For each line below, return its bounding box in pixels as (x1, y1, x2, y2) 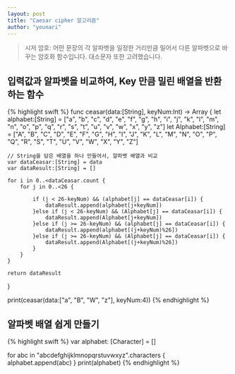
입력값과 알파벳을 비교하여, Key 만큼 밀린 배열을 (7, 75, 203, 87)
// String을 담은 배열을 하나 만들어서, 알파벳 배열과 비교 (7, 152, 158, 159)
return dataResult (7, 270, 61, 277)
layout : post (7, 10, 46, 18)
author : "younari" (7, 23, 61, 30)
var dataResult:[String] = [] (7, 165, 97, 172)
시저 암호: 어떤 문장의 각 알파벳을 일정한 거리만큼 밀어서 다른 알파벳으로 (24, 44, 221, 52)
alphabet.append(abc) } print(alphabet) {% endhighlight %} (7, 358, 180, 367)
